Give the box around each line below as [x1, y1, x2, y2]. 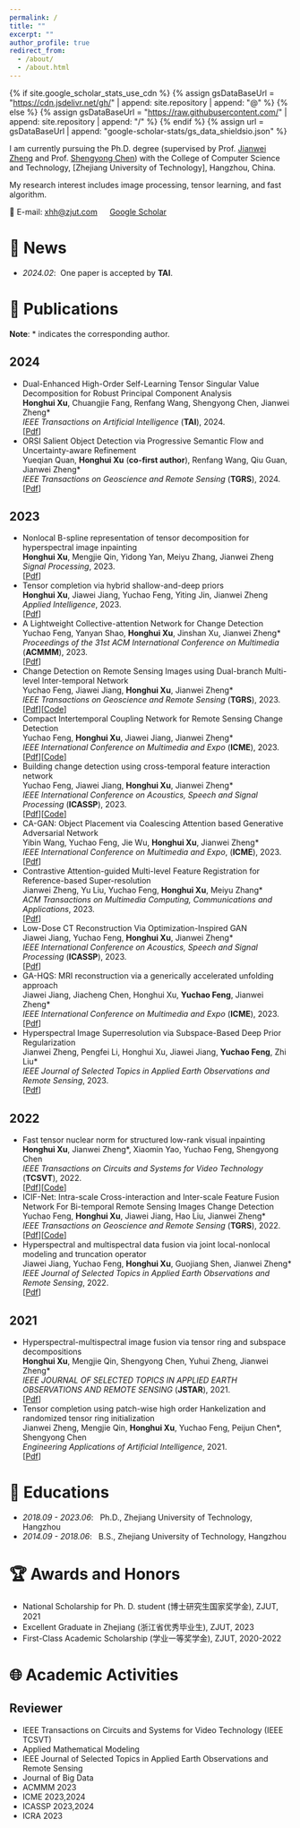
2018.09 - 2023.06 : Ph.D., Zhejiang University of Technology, [21, 1512, 253, 1522]
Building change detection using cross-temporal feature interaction [21, 761, 270, 772]
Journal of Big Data [21, 1772, 94, 1783]
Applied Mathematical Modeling [21, 1744, 141, 1755]
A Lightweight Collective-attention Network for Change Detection [21, 618, 264, 629]
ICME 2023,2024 [21, 1791, 86, 1802]
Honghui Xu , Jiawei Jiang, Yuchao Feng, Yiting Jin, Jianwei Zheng [21, 590, 269, 600]
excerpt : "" [9, 30, 54, 39]
